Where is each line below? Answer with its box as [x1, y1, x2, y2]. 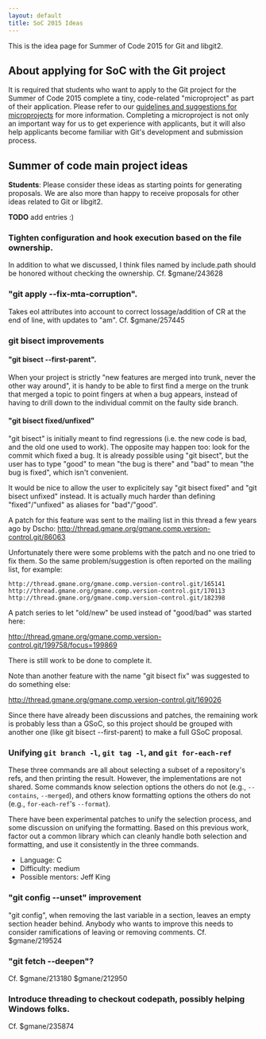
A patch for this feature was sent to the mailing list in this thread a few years [8, 515, 257, 525]
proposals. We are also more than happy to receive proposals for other [8, 189, 240, 198]
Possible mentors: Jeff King [19, 873, 111, 882]
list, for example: [8, 564, 63, 574]
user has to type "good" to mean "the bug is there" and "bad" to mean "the [8, 459, 254, 469]
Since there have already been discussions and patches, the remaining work [8, 710, 258, 721]
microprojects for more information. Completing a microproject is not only [8, 111, 249, 120]
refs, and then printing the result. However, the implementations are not [8, 774, 242, 783]
